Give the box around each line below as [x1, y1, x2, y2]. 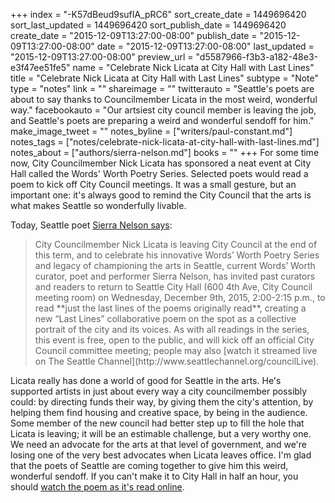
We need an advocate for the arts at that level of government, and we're [10, 439, 308, 450]
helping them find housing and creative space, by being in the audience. [10, 407, 308, 418]
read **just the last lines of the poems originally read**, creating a [34, 302, 307, 314]
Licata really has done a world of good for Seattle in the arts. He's [10, 375, 282, 386]
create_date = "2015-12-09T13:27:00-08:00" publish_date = [10, 30, 258, 41]
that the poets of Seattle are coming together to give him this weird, [10, 460, 289, 471]
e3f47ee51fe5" [10, 62, 71, 73]
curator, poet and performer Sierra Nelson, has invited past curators [34, 270, 316, 282]
